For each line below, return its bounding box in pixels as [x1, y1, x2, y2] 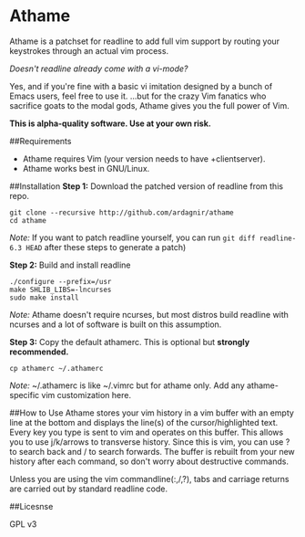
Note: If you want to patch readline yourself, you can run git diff [9, 232, 256, 243]
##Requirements [9, 135, 72, 146]
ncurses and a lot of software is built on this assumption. [9, 319, 222, 330]
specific [9, 389, 40, 400]
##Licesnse [9, 500, 54, 511]
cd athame [9, 216, 47, 225]
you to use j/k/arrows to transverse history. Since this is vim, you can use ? [9, 436, 290, 447]
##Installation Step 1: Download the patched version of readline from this [9, 180, 284, 192]
